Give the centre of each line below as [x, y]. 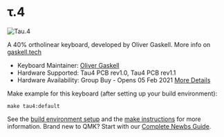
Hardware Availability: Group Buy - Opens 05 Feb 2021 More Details [114, 80]
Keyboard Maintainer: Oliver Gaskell [68, 65]
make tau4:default [34, 106]
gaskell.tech [25, 52]
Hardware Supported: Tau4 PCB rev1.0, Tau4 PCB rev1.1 [96, 73]
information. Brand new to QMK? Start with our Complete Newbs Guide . [109, 126]
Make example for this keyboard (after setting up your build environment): [112, 93]
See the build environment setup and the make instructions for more [104, 119]
